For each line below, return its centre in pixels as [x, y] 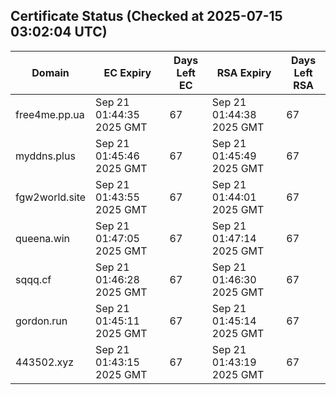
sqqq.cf [33, 279]
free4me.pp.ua [50, 114]
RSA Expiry [244, 72]
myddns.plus [45, 156]
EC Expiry [127, 72]
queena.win [43, 238]
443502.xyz [45, 362]
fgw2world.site [51, 197]
